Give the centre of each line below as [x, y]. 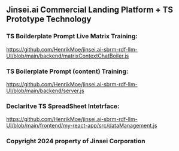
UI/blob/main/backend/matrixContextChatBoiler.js [68, 56]
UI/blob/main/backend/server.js [45, 90]
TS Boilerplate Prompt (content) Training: [67, 71]
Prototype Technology [49, 19]
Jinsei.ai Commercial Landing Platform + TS [90, 10]
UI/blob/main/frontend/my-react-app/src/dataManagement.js [82, 126]
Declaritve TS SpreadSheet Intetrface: [63, 106]
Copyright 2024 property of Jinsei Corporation [76, 141]
